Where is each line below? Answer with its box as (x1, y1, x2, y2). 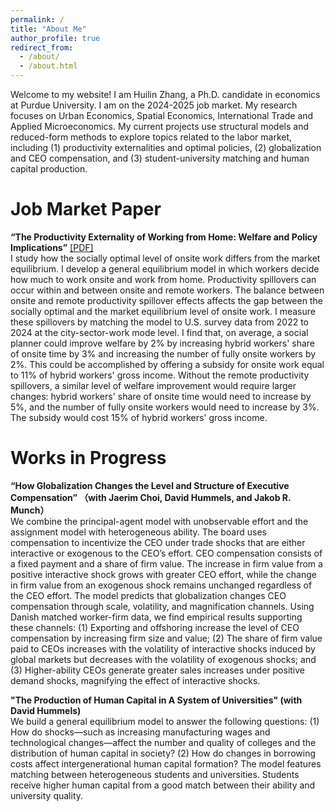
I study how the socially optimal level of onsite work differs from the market (10, 252, 321, 264)
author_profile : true (10, 33, 101, 43)
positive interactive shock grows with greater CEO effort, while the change (10, 568, 317, 580)
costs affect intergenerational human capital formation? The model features (10, 757, 322, 770)
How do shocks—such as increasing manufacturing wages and (10, 726, 271, 738)
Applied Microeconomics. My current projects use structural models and (10, 121, 309, 132)
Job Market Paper (10, 198, 162, 221)
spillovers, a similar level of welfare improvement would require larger (10, 379, 297, 391)
